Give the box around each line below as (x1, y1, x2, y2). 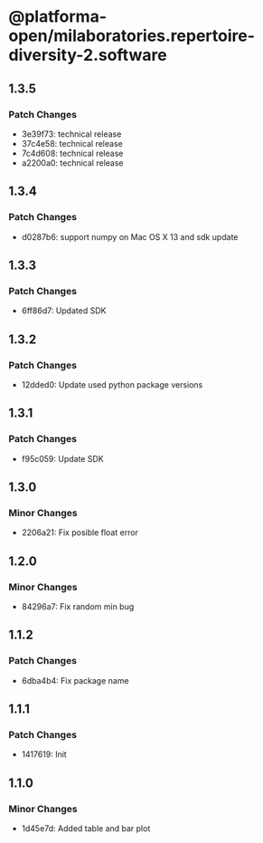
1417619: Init (21, 749, 67, 760)
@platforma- (8, 6, 108, 27)
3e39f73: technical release (21, 129, 122, 139)
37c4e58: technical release (21, 138, 123, 148)
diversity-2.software (8, 45, 168, 65)
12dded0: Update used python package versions (21, 378, 203, 390)
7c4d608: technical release (21, 148, 124, 158)
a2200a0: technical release (21, 157, 124, 168)
